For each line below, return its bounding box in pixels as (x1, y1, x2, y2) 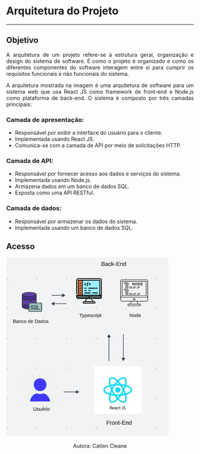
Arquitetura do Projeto (6, 4, 119, 18)
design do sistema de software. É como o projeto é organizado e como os (6, 57, 194, 64)
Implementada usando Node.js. (14, 177, 92, 184)
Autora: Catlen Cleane (73, 443, 127, 450)
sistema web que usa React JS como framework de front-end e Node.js (6, 88, 194, 95)
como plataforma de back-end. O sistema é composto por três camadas (6, 94, 194, 101)
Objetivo (6, 35, 39, 45)
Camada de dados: (6, 204, 62, 212)
